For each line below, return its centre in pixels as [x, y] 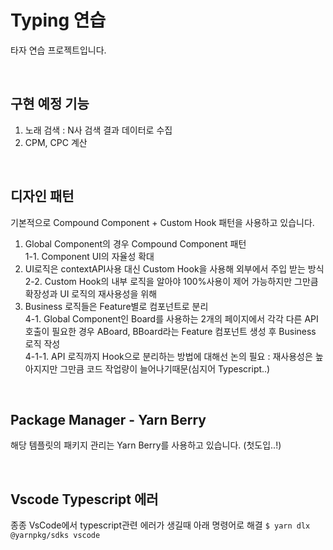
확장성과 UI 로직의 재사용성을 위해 [91, 293]
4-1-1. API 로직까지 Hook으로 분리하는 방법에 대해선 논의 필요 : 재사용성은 [168, 356]
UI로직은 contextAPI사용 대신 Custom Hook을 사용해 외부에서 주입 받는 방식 [174, 268]
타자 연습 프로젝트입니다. [58, 50]
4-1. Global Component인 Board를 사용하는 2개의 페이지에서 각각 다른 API [171, 318]
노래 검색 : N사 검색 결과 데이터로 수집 [98, 130]
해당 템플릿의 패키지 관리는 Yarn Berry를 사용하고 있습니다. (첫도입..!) [146, 445]
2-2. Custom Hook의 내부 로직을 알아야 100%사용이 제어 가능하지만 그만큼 [171, 281]
